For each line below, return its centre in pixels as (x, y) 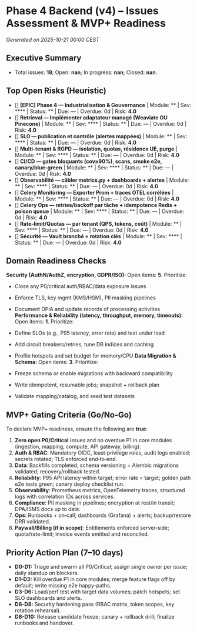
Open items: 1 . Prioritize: (44, 322)
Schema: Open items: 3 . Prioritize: (56, 362)
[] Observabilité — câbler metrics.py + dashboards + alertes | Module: (102, 180)
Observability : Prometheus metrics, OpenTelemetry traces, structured (100, 490)
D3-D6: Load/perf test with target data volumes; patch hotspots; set (97, 592)
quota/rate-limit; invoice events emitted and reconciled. (82, 534)
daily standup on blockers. (47, 573)
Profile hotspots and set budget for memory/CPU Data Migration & (95, 356)
